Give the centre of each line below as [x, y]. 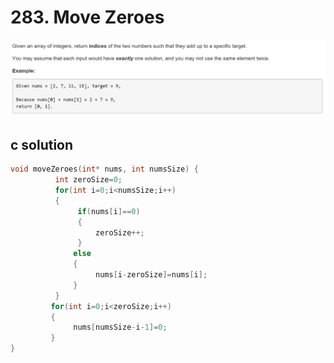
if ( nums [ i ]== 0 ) [109, 211]
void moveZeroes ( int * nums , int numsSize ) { [104, 169]
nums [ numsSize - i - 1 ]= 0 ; [120, 327]
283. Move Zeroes [87, 17]
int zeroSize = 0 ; [88, 180]
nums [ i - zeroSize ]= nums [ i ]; [151, 275]
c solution [42, 144]
